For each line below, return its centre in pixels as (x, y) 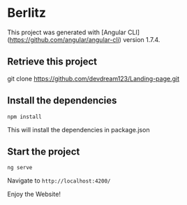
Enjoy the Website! (34, 195)
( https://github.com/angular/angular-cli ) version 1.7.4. (84, 39)
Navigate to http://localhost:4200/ (59, 181)
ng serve (20, 168)
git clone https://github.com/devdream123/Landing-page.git (93, 78)
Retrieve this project (52, 62)
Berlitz (27, 13)
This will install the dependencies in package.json (78, 129)
